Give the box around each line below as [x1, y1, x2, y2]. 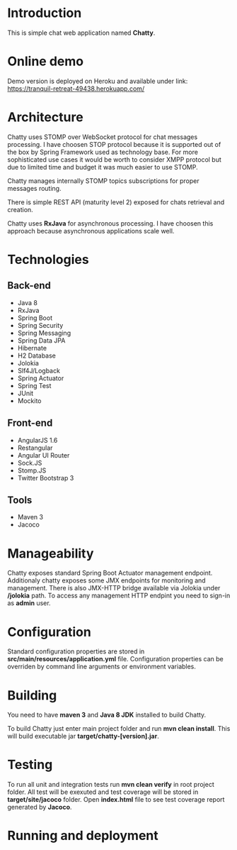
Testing [7, 757, 53, 773]
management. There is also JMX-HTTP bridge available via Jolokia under [7, 584, 221, 592]
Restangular [17, 443, 53, 452]
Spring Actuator [17, 374, 64, 382]
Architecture [7, 109, 83, 126]
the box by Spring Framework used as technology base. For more [7, 148, 198, 156]
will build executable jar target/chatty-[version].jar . [7, 732, 159, 741]
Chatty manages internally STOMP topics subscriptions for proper [7, 176, 200, 185]
